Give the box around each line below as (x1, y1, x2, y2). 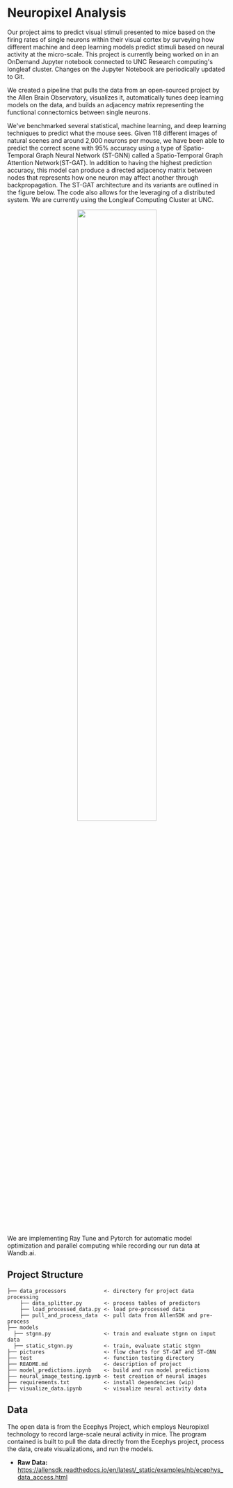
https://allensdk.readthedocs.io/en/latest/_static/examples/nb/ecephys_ (17, 1465, 224, 1474)
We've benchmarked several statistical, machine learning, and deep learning (7, 121, 227, 130)
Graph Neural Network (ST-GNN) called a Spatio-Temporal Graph (35, 151, 223, 160)
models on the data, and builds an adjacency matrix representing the (7, 100, 204, 109)
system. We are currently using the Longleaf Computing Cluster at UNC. (7, 195, 214, 203)
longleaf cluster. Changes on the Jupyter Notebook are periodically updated (7, 65, 225, 73)
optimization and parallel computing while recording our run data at (7, 1241, 200, 1250)
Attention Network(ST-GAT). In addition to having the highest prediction (7, 158, 212, 166)
